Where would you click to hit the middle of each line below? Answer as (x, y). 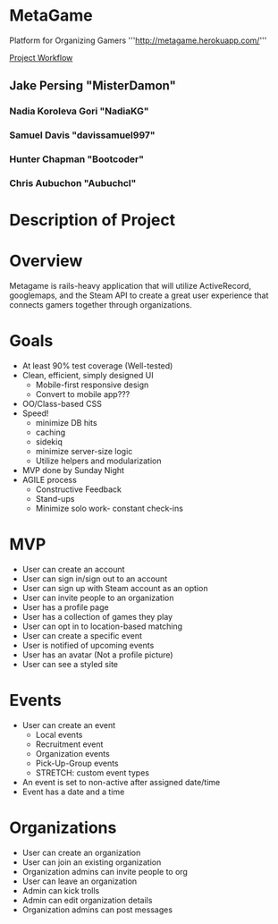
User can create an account (73, 570)
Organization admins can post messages (97, 910)
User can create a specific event (82, 636)
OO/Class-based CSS (62, 404)
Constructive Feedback (79, 489)
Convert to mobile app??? (83, 394)
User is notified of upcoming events (88, 646)
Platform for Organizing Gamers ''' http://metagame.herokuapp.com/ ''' (138, 40)
